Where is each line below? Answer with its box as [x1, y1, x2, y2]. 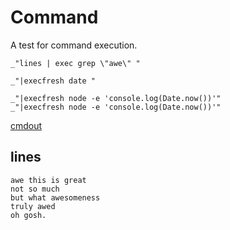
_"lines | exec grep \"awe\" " [10, 58, 141, 68]
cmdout [10, 119, 43, 131]
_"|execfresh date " [10, 76, 97, 86]
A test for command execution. [10, 39, 138, 51]
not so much [10, 184, 60, 194]
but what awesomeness [10, 192, 101, 203]
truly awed [10, 201, 56, 211]
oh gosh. [10, 210, 47, 220]
